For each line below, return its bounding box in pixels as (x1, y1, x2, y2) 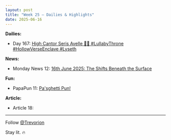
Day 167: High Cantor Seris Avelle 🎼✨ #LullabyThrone (12, 41, 124, 47)
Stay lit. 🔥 (5, 129, 25, 135)
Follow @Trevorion (5, 120, 45, 126)
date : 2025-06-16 (5, 17, 42, 22)
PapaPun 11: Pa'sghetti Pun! (12, 85, 71, 91)
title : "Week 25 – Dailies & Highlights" (5, 12, 95, 17)
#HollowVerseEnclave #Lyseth (12, 46, 77, 52)
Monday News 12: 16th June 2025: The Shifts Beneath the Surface (12, 65, 152, 72)
